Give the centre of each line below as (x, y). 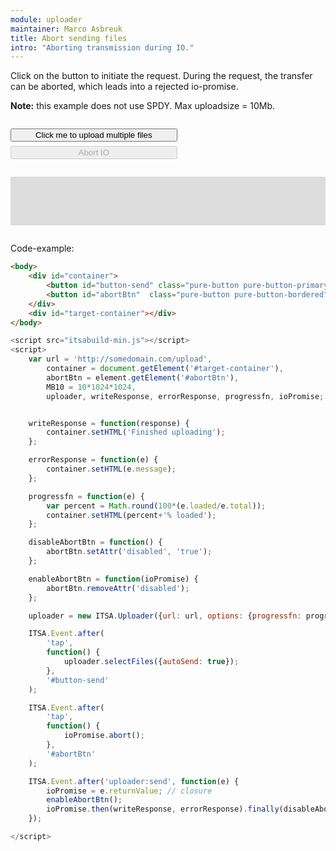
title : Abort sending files (69, 38)
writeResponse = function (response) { (109, 423)
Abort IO (94, 152)
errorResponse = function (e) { (93, 460)
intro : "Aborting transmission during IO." (102, 47)
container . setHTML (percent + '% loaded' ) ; (131, 515)
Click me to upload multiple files (93, 135)
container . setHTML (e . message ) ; (111, 469)
